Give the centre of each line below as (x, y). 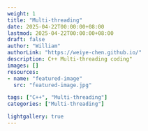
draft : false (26, 40)
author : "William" (34, 46)
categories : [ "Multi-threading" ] (56, 104)
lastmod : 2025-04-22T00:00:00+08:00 (60, 33)
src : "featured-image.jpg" (53, 85)
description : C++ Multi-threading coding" (70, 59)
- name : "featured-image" (45, 78)
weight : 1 (22, 14)
